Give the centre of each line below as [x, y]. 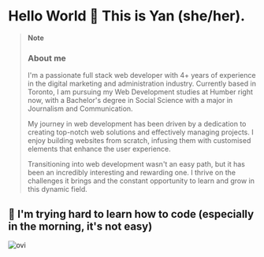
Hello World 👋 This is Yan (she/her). [127, 16]
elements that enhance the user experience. [99, 149]
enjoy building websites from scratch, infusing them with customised [139, 141]
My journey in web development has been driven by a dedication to [137, 124]
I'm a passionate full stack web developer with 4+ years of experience [141, 75]
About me [47, 58]
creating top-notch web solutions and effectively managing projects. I [140, 132]
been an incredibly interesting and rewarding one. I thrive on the [132, 173]
